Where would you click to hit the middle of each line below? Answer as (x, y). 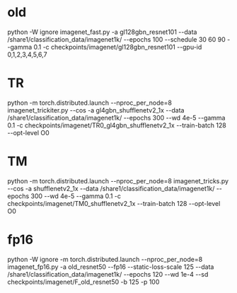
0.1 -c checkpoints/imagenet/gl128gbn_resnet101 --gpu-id (118, 47)
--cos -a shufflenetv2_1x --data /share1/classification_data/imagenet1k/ (111, 188)
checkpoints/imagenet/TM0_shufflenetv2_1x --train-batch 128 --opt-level (114, 203)
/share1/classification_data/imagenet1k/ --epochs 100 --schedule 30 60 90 (117, 39)
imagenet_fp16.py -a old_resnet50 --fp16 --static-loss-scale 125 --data (111, 267)
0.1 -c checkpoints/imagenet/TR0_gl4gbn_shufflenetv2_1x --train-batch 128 (117, 125)
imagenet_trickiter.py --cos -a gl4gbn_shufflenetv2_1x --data (96, 110)
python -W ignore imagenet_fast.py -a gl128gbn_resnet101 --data (102, 32)
